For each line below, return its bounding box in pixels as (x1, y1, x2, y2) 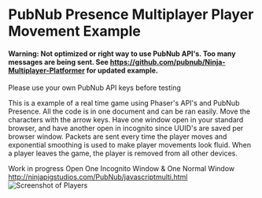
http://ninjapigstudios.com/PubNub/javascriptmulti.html (8, 172, 188, 182)
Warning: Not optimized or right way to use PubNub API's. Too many (8, 49, 236, 58)
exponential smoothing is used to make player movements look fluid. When (8, 140, 252, 150)
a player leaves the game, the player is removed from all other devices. (8, 148, 238, 159)
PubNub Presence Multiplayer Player (8, 6, 254, 24)
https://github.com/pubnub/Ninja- (109, 57, 226, 66)
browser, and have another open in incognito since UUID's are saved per (8, 124, 244, 133)
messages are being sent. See (8, 57, 109, 66)
